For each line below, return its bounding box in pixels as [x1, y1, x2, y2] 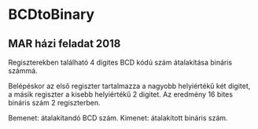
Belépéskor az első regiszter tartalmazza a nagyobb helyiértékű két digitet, [8, 81, 251, 90]
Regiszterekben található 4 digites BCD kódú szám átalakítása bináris [8, 57, 233, 67]
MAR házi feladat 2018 [8, 37, 121, 50]
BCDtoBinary [8, 6, 95, 24]
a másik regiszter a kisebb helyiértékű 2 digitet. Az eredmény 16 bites [8, 90, 234, 99]
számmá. [8, 66, 38, 76]
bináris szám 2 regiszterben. [8, 98, 101, 107]
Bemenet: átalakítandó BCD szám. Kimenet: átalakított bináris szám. [8, 113, 228, 123]
